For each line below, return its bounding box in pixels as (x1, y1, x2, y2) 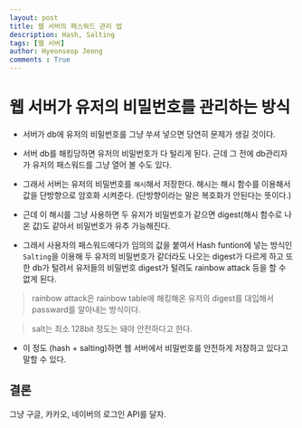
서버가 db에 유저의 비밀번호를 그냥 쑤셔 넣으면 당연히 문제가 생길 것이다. (22, 128, 276, 139)
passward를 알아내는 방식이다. (31, 304, 141, 315)
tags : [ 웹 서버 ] (9, 38, 65, 48)
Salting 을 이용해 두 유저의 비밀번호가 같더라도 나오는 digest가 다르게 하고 (22, 251, 284, 262)
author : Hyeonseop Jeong (9, 47, 103, 56)
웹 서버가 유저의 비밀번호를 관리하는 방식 (9, 97, 291, 118)
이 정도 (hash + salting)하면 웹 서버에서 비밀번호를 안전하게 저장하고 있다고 (22, 342, 289, 353)
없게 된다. (22, 273, 57, 284)
